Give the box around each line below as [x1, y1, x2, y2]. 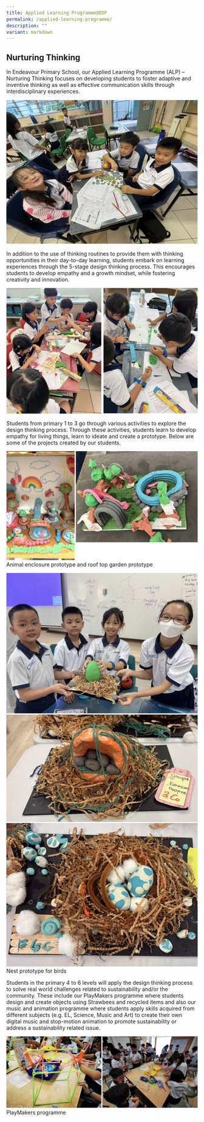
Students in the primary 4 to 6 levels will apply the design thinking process [6, 979, 193, 986]
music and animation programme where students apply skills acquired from [6, 1005, 195, 1012]
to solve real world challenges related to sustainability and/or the [6, 985, 168, 993]
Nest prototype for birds [6, 967, 67, 974]
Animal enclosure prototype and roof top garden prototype [6, 561, 153, 568]
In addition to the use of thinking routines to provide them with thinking [6, 250, 183, 257]
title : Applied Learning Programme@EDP [6, 10, 107, 16]
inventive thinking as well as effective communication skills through [6, 81, 175, 89]
